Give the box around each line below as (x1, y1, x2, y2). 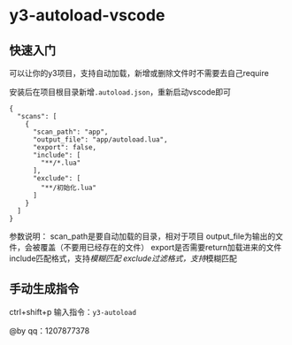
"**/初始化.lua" (41, 183, 97, 192)
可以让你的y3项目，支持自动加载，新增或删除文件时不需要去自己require (9, 68, 270, 78)
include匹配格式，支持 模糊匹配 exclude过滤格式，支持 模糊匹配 (9, 253, 237, 264)
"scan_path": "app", (32, 127, 109, 136)
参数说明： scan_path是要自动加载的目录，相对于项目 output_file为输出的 (9, 231, 276, 241)
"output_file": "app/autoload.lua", (32, 135, 168, 144)
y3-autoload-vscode (9, 5, 165, 26)
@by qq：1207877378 (9, 325, 90, 336)
